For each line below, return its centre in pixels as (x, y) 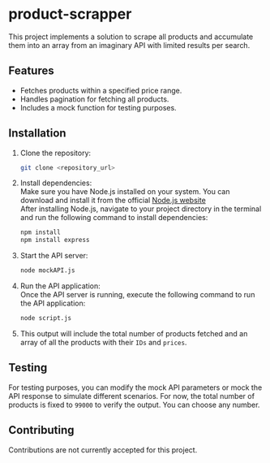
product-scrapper (70, 14)
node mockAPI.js (47, 270)
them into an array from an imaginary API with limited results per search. (129, 45)
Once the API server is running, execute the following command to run (137, 295)
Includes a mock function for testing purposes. (98, 107)
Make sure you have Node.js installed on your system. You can (125, 192)
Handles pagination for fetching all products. (94, 99)
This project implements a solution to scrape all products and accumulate (131, 37)
